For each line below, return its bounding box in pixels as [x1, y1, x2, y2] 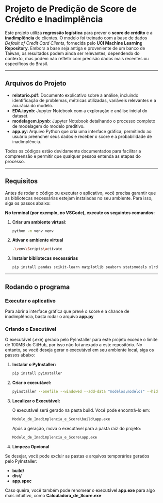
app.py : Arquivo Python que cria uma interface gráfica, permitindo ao [12, 128, 152, 134]
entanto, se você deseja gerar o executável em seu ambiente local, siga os [5, 347, 154, 353]
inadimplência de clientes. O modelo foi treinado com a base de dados [5, 35, 147, 41]
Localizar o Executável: [12, 398, 61, 403]
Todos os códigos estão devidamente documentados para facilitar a [5, 148, 141, 154]
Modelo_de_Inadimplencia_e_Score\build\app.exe [12, 417, 110, 421]
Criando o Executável [5, 325, 57, 332]
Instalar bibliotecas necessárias [12, 255, 79, 261]
